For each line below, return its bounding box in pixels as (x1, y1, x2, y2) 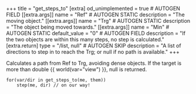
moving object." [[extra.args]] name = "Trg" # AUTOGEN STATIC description (6, 18, 191, 24)
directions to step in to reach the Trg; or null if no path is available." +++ (6, 48, 180, 55)
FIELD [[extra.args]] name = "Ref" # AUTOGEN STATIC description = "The (6, 11, 185, 18)
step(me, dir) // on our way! (16, 82, 91, 88)
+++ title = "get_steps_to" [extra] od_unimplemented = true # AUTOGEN (6, 5, 181, 12)
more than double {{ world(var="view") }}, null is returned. (6, 66, 147, 72)
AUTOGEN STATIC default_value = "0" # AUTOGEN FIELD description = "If (6, 30, 186, 37)
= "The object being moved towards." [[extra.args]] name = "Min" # (6, 23, 170, 30)
